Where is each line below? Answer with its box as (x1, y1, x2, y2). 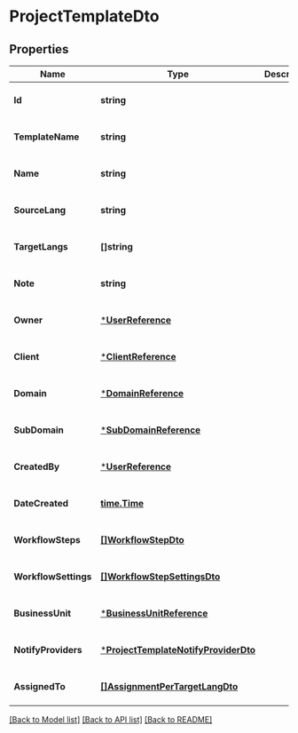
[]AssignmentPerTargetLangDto (100, 681, 239, 692)
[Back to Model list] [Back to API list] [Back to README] (9, 714, 213, 725)
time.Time (100, 498, 145, 509)
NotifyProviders (13, 644, 82, 656)
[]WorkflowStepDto (100, 534, 184, 546)
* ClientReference (100, 351, 176, 363)
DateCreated (13, 498, 69, 509)
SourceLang (13, 204, 67, 216)
